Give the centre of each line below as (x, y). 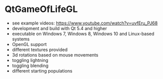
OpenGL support (29, 44)
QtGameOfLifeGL (41, 9)
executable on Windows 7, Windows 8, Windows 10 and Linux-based (83, 33)
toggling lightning (30, 60)
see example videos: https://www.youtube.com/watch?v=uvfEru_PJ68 (85, 23)
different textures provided (40, 49)
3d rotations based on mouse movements (55, 55)
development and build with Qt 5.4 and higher (59, 28)
